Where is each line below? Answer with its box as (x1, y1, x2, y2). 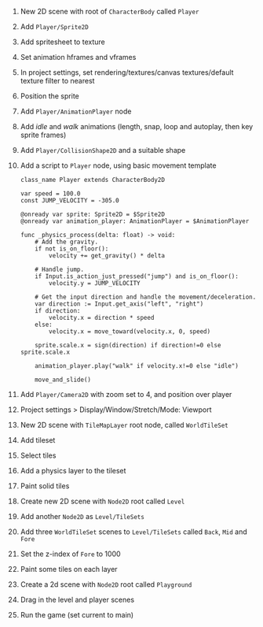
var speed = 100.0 (20, 190, 81, 198)
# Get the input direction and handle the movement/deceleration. (35, 293, 257, 301)
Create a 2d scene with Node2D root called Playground (20, 580, 192, 589)
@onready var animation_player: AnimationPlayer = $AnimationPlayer (20, 217, 250, 225)
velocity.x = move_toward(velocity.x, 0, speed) (49, 328, 211, 336)
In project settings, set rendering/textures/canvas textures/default (20, 68, 234, 77)
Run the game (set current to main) (20, 610, 134, 619)
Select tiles (20, 451, 57, 460)
